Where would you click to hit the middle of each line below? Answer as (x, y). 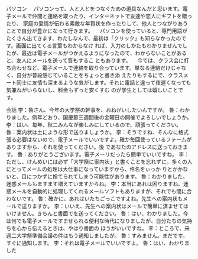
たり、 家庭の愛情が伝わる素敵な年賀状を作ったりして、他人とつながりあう (97, 23)
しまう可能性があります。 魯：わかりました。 (133, 177)
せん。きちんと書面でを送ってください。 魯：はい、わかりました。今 (105, 213)
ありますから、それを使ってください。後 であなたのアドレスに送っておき (95, 147)
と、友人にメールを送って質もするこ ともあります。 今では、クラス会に (95, 60)
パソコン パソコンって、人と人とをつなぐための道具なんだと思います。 (95, 9)
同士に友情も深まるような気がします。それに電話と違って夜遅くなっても (104, 82)
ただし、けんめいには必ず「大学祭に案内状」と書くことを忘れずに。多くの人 (99, 162)
